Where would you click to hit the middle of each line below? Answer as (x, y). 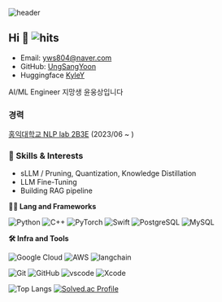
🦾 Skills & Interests (46, 156)
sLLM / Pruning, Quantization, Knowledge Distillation (108, 173)
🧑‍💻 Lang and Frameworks (52, 207)
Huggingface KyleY (52, 75)
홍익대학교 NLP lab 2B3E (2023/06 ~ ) (71, 134)
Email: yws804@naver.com (66, 58)
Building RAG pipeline (57, 190)
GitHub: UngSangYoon (58, 66)
